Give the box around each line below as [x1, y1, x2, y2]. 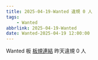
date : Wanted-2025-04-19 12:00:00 [6, 31, 90, 36]
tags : [6, 14, 19, 20]
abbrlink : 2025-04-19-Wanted [6, 25, 77, 31]
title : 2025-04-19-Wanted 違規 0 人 [6, 8, 93, 15]
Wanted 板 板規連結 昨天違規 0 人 [6, 48, 86, 55]
